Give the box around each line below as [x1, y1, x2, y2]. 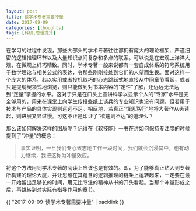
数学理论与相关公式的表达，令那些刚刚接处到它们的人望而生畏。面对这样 [10, 69, 185, 76]
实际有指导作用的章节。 [41, 186, 98, 193]
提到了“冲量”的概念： [6, 132, 57, 139]
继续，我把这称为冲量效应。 [25, 152, 92, 159]
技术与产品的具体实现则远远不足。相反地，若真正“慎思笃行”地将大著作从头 [6, 105, 185, 112]
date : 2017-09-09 [6, 19, 48, 25]
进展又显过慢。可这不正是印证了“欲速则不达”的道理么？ [21, 112, 154, 119]
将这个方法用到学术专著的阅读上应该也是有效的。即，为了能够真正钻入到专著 [6, 164, 190, 171]
